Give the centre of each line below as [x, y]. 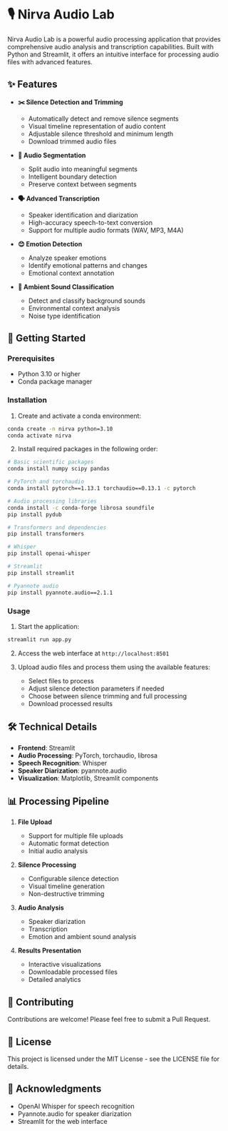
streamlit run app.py [40, 639]
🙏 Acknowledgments [55, 1089]
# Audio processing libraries [52, 501]
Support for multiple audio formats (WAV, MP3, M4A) [106, 230]
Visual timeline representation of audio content [97, 126]
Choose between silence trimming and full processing [108, 696]
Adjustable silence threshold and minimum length [101, 134]
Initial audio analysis [58, 851]
